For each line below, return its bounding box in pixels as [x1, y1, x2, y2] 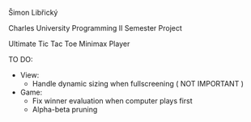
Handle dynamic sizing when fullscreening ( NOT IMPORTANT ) [32, 79, 245, 88]
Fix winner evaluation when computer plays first [32, 96, 193, 105]
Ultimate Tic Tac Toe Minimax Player [8, 39, 130, 48]
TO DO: [8, 55, 34, 64]
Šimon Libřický [8, 8, 58, 17]
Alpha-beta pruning [32, 105, 98, 114]
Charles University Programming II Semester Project [8, 23, 182, 32]
